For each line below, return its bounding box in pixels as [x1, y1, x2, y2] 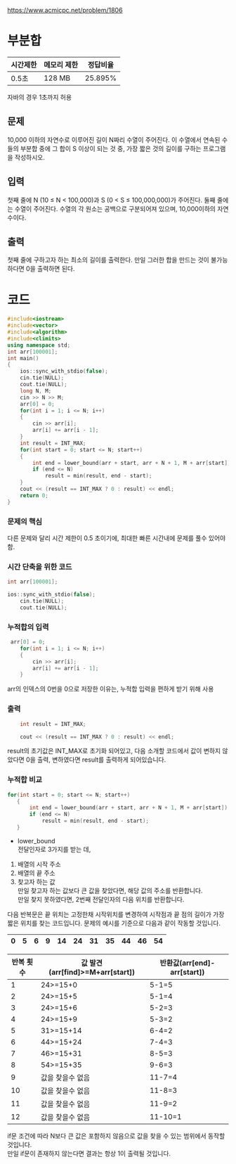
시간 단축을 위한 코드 [7, 562, 72, 572]
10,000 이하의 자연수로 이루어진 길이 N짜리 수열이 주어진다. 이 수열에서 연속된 [7, 135, 221, 143]
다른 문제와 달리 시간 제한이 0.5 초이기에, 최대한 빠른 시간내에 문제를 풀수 [7, 534, 207, 542]
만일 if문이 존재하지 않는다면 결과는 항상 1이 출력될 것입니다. [7, 1149, 171, 1158]
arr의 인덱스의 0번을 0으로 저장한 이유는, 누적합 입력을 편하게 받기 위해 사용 [7, 685, 214, 693]
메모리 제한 [43, 60, 79, 70]
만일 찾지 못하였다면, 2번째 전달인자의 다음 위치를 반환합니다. [17, 895, 185, 903]
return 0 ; [20, 492, 49, 499]
